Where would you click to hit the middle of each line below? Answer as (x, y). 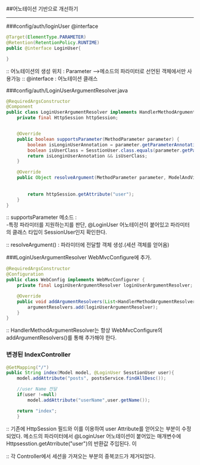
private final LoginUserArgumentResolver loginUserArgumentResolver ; (105, 285)
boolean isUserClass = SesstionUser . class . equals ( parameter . (105, 150)
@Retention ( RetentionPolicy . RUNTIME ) (53, 43)
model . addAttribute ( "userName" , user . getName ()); (89, 400)
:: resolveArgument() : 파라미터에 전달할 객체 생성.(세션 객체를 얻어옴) (88, 245)
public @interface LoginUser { (44, 48)
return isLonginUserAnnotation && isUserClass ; (87, 156)
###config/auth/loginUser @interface (52, 26)
